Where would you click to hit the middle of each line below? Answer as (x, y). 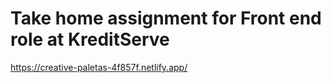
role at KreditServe (90, 39)
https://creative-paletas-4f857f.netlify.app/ (99, 67)
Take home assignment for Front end (166, 18)
